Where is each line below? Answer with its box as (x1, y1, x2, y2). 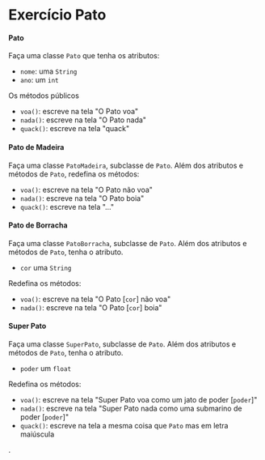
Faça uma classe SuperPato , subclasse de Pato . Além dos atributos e (8, 339, 237, 349)
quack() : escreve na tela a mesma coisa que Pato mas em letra (19, 421, 229, 430)
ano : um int (19, 75, 59, 85)
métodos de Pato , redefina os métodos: (8, 168, 140, 179)
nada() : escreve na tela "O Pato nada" (19, 115, 147, 125)
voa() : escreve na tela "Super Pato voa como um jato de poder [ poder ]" (19, 395, 258, 404)
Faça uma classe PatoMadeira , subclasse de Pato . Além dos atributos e (8, 160, 244, 170)
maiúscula (19, 429, 55, 439)
